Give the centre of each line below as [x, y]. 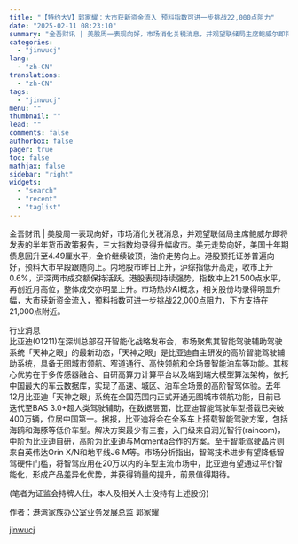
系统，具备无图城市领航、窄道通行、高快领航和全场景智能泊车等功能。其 [149, 363]
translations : [35, 75]
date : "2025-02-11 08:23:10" [63, 26]
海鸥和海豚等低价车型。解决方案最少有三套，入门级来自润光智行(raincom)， [147, 430]
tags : [19, 91]
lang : [19, 59]
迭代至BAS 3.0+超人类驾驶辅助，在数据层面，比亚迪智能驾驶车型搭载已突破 [147, 407]
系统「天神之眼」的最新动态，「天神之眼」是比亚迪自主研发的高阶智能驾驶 [143, 352]
